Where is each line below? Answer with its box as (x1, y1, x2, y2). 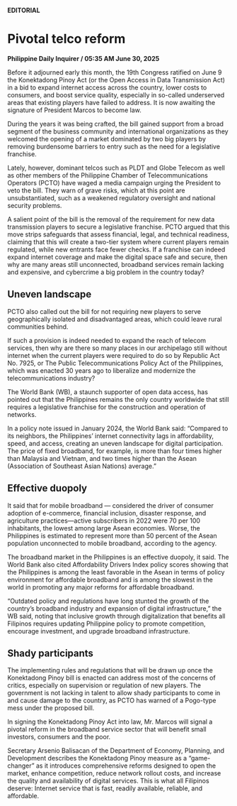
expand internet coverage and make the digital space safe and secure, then (7, 252, 228, 261)
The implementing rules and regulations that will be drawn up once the (7, 666, 214, 675)
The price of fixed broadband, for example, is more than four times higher (7, 447, 222, 455)
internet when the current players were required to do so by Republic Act (7, 351, 221, 359)
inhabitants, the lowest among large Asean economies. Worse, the (7, 523, 200, 532)
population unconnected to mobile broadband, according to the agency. (7, 539, 217, 548)
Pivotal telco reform (7, 31, 126, 47)
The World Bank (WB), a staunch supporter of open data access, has (7, 387, 209, 396)
